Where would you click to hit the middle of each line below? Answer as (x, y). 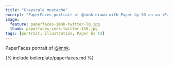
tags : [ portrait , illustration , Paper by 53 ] (55, 34)
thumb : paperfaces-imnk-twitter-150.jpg (54, 29)
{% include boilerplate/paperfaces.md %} (50, 58)
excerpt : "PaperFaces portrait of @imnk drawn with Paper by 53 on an (83, 15)
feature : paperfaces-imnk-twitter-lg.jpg (55, 24)
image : (12, 19)
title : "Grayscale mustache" (37, 10)
